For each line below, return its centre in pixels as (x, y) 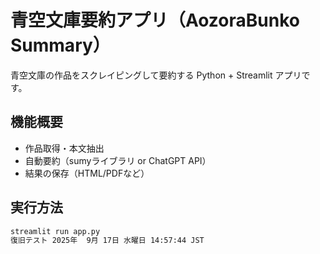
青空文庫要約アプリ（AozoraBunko (155, 20)
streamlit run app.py (55, 231)
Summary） (60, 45)
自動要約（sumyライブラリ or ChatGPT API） (118, 160)
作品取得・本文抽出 (64, 148)
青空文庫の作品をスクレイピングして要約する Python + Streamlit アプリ (156, 75)
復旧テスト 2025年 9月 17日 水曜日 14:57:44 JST (107, 241)
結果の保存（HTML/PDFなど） (87, 173)
